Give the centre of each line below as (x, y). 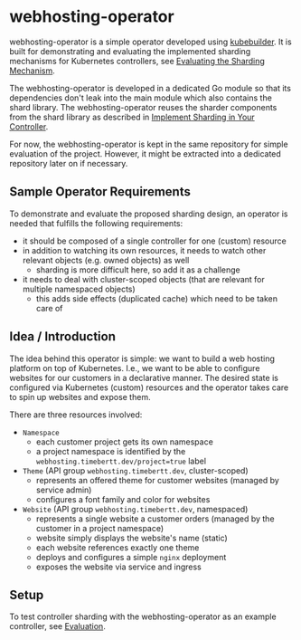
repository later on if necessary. (69, 163)
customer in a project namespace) (100, 528)
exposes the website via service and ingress (118, 567)
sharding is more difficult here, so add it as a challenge (138, 270)
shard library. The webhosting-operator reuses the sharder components (143, 107)
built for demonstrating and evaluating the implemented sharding (130, 51)
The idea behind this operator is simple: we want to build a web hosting (142, 358)
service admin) (64, 490)
